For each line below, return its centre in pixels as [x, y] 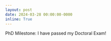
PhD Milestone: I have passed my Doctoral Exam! [56, 33]
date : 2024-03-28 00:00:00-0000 [39, 14]
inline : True [19, 19]
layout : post [19, 10]
